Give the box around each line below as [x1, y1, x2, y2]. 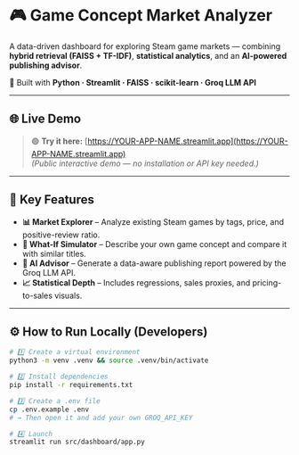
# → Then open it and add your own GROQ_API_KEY [9, 413, 193, 422]
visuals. [54, 290, 83, 301]
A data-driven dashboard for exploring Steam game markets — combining [9, 40, 281, 52]
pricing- [252, 277, 282, 288]
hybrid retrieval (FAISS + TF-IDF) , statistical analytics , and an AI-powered [9, 50, 287, 61]
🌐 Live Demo [9, 112, 82, 127]
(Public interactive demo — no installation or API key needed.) [30, 158, 260, 169]
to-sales [21, 290, 53, 301]
